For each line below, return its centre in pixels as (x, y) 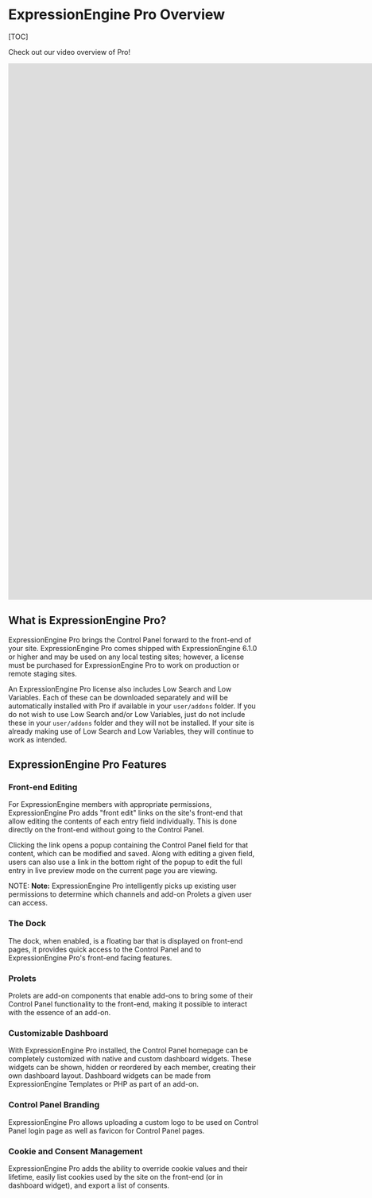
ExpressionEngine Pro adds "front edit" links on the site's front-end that (126, 813)
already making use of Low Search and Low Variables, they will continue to (131, 731)
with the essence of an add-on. (60, 1013)
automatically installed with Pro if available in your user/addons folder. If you (132, 706)
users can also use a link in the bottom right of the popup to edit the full (125, 862)
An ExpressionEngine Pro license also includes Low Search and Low (120, 688)
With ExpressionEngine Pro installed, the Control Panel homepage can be (128, 1050)
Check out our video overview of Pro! (70, 52)
